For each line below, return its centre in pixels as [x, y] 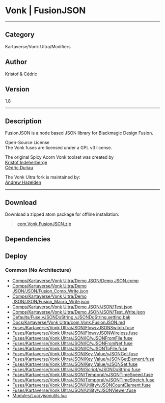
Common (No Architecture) [38, 270]
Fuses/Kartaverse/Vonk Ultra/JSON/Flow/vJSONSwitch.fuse [73, 328]
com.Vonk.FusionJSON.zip [44, 224]
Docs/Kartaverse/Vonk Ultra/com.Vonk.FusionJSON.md [69, 322]
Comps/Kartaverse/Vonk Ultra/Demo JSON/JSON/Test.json [72, 307]
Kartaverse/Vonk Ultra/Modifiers [38, 46]
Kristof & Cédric [21, 74]
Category [20, 35]
